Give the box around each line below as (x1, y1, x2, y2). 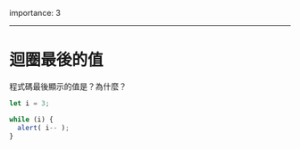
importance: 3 (9, 8, 61, 18)
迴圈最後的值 (9, 50, 104, 70)
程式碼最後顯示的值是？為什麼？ (9, 80, 127, 92)
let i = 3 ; (9, 98, 50, 108)
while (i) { (9, 115, 54, 124)
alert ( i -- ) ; (17, 123, 70, 132)
